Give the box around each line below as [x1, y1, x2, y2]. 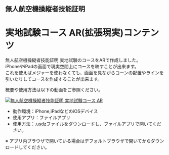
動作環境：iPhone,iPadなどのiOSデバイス [12, 108, 98, 115]
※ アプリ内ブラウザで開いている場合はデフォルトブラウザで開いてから [5, 138, 151, 144]
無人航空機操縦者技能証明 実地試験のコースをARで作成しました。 [5, 57, 141, 63]
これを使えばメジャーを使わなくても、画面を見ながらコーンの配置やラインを [5, 70, 164, 76]
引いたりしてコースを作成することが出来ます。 [5, 76, 102, 82]
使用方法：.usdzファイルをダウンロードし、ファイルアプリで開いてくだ [12, 121, 161, 127]
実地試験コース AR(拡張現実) [5, 27, 124, 38]
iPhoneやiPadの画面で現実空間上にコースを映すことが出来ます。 [5, 64, 139, 70]
